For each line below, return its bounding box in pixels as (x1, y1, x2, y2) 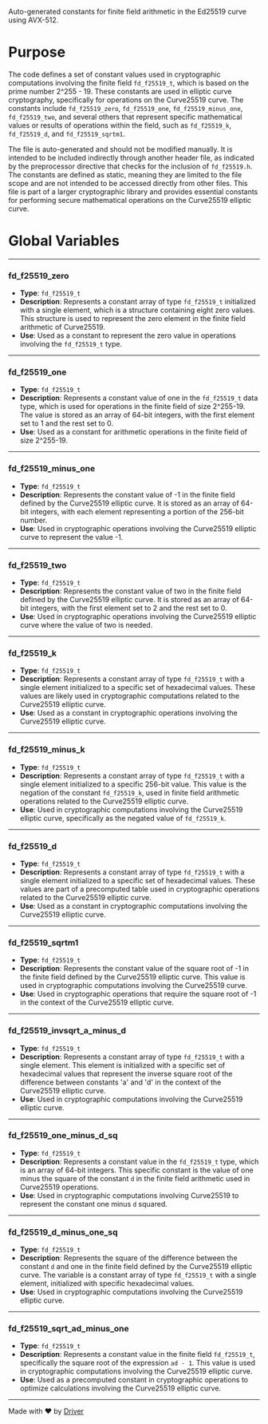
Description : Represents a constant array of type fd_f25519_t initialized (19, 297, 257, 307)
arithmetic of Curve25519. (19, 323, 106, 332)
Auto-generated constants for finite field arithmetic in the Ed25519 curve (8, 7, 247, 16)
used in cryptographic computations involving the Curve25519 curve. (19, 981, 248, 990)
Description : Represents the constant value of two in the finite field (19, 586, 242, 596)
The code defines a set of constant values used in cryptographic (8, 69, 221, 79)
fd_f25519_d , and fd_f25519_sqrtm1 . (8, 129, 125, 138)
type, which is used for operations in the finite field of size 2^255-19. (19, 402, 246, 411)
